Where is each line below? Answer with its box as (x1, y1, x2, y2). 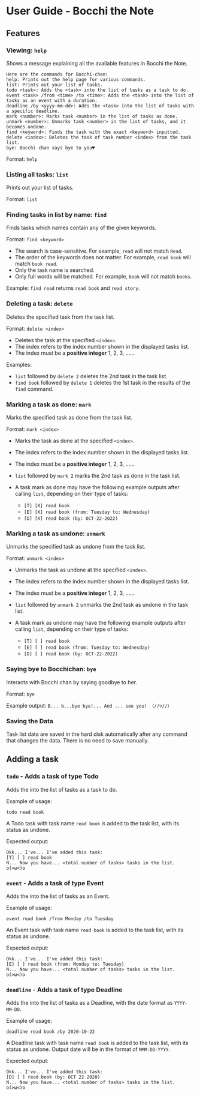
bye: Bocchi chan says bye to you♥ (6, 145, 95, 151)
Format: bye (6, 690, 35, 697)
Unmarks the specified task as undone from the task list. (6, 543, 146, 550)
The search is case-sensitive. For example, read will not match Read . (14, 247, 183, 254)
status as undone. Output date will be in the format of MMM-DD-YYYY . (6, 1046, 171, 1053)
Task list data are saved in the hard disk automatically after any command (6, 730, 187, 738)
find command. (14, 385, 54, 393)
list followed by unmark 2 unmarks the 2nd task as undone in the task (14, 601, 189, 609)
